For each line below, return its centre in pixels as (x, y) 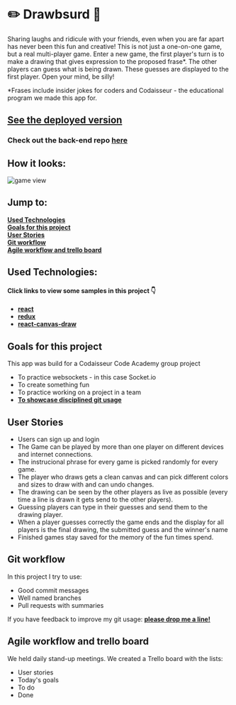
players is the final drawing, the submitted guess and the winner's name (123, 530)
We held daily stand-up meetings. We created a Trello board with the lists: (115, 658)
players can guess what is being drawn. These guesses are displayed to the (118, 69)
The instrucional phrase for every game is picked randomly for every (118, 462)
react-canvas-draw (47, 324)
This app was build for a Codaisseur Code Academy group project (104, 364)
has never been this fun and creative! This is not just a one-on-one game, (114, 46)
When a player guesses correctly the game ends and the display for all (121, 522)
